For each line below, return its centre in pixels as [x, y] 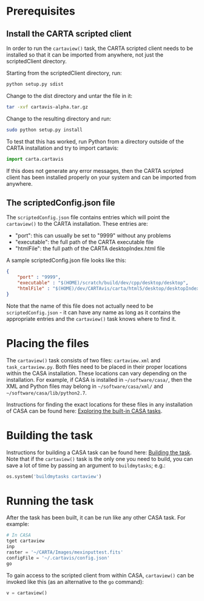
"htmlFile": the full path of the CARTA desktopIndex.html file [90, 248]
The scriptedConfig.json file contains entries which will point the [88, 217]
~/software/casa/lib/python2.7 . [46, 392]
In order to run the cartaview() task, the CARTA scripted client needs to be [100, 48]
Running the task [50, 501]
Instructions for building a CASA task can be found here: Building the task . [99, 452]
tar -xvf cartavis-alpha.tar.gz [47, 107]
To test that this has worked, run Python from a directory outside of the [95, 141]
